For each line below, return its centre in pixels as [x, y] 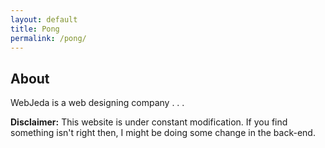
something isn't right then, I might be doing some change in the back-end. [163, 133]
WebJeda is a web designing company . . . [97, 103]
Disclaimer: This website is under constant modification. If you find [149, 122]
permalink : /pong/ [48, 38]
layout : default [44, 19]
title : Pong [35, 29]
